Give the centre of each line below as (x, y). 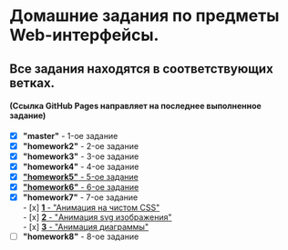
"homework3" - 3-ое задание (81, 156)
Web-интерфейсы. (84, 35)
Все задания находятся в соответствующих (141, 69)
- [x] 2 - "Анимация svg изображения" (97, 217)
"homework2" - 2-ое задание (81, 145)
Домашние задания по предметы (144, 16)
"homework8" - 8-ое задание (81, 236)
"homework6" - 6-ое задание (81, 187)
